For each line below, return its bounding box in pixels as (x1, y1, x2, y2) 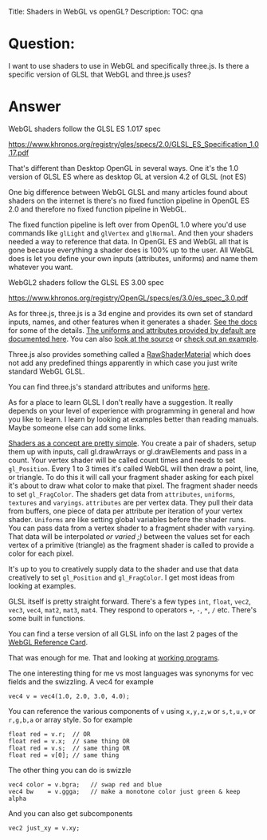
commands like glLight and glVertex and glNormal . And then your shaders (8, 228, 253, 238)
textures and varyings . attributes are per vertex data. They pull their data (8, 497, 253, 507)
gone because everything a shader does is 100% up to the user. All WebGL (8, 245, 254, 255)
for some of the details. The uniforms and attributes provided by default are (8, 325, 257, 335)
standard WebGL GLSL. (8, 367, 85, 376)
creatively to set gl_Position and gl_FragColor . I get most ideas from (8, 573, 235, 582)
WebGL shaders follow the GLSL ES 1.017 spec (8, 124, 161, 133)
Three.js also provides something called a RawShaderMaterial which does (8, 349, 251, 359)
